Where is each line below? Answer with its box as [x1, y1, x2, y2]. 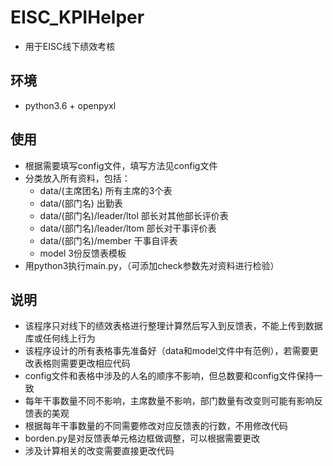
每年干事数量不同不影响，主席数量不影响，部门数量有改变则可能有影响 [24, 395, 315, 407]
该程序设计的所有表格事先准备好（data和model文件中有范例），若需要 [24, 345, 310, 357]
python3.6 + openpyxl [24, 99, 117, 111]
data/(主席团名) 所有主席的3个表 [39, 184, 173, 196]
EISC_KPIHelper [10, 6, 145, 29]
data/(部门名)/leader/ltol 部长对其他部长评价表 [39, 209, 229, 221]
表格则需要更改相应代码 [33, 357, 131, 370]
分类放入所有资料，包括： [24, 172, 131, 184]
